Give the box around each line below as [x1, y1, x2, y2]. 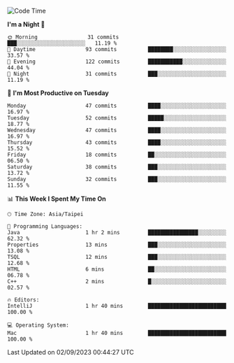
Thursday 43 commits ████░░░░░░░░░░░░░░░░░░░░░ [7, 139, 227, 146]
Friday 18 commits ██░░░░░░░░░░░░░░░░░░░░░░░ [7, 151, 227, 158]
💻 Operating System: [7, 322, 70, 329]
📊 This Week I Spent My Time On [7, 194, 106, 203]
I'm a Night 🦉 [7, 20, 45, 28]
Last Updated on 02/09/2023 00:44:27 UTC [7, 348, 134, 356]
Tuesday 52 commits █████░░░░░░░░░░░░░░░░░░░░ [7, 115, 227, 122]
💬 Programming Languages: [7, 223, 82, 230]
